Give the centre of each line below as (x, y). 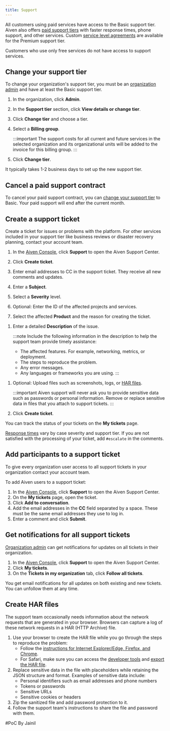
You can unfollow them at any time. (42, 589)
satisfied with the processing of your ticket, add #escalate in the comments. (84, 438)
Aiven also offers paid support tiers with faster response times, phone (78, 30)
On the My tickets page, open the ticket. (55, 497)
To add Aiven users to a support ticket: (46, 482)
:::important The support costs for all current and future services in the (87, 139)
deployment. (33, 357)
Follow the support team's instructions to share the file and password (85, 708)
